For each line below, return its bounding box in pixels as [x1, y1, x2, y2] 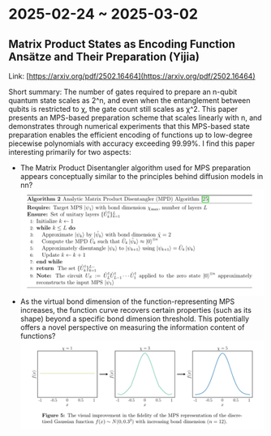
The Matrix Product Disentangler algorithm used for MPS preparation [19, 163, 252, 173]
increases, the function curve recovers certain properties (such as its [19, 306, 252, 315]
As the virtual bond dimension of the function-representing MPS [19, 297, 235, 306]
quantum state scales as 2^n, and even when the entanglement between [8, 96, 251, 105]
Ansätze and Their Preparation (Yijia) [8, 49, 200, 63]
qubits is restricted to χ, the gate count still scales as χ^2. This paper [8, 105, 238, 113]
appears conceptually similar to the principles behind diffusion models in [19, 172, 264, 181]
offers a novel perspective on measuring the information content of [19, 323, 245, 332]
